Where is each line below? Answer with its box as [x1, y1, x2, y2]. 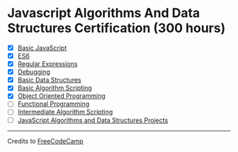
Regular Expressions [17, 60, 78, 68]
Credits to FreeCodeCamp [7, 136, 84, 145]
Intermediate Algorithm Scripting [17, 108, 113, 116]
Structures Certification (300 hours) [7, 20, 226, 36]
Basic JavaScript [17, 43, 67, 52]
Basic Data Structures [17, 76, 81, 85]
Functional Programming [17, 99, 90, 108]
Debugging [17, 67, 51, 76]
